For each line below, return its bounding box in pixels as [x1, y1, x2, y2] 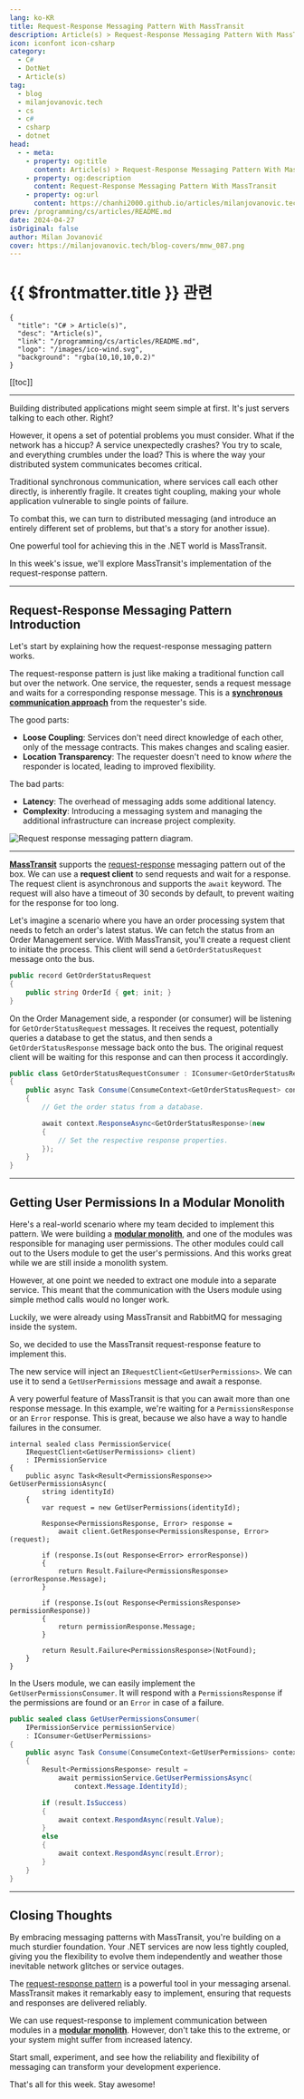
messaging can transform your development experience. [9, 2062, 222, 2073]
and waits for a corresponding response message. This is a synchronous [9, 687, 283, 698]
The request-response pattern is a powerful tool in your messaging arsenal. [9, 1978, 291, 1989]
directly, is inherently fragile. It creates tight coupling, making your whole [9, 486, 281, 497]
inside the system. [9, 1321, 78, 1332]
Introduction [9, 617, 81, 632]
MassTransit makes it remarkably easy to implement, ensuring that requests [9, 1987, 291, 1999]
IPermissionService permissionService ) [25, 1723, 176, 1732]
